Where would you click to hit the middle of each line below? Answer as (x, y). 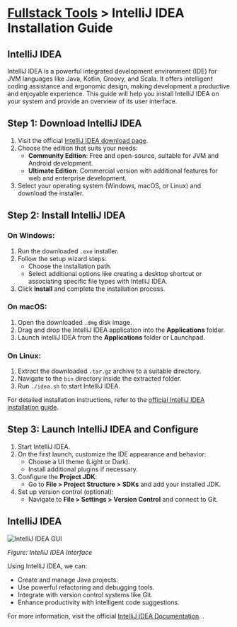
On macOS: (27, 307)
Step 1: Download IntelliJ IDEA (75, 123)
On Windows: (31, 236)
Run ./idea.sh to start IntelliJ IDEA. (69, 386)
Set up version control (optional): (65, 491)
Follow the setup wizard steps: (62, 258)
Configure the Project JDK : (57, 476)
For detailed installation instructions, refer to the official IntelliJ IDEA (106, 400)
